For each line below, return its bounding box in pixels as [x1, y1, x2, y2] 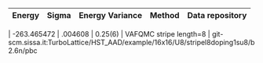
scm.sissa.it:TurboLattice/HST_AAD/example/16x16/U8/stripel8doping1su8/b [8, 38, 255, 47]
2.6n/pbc [8, 46, 38, 55]
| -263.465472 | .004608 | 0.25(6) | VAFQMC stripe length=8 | [8, 30, 210, 38]
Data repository [187, 10, 247, 20]
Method [149, 10, 180, 20]
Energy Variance [78, 10, 143, 20]
